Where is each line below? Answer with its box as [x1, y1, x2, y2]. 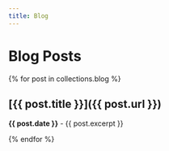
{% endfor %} [8, 135, 55, 145]
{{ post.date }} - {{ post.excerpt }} [8, 119, 124, 128]
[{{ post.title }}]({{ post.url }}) [8, 97, 162, 110]
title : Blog [8, 11, 49, 20]
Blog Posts [8, 46, 82, 65]
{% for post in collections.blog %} [8, 74, 121, 84]
